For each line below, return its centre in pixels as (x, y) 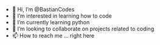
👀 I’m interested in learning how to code (62, 16)
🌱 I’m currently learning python (51, 22)
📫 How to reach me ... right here (53, 36)
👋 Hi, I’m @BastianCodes (43, 9)
